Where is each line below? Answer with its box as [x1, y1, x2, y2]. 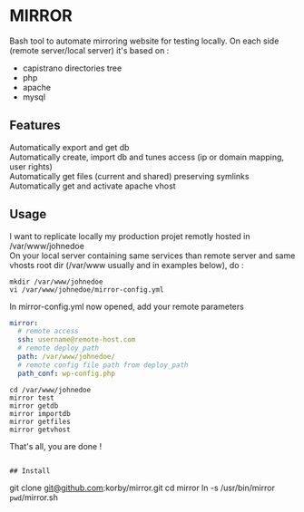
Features [9, 118, 61, 133]
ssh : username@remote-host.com [17, 335, 136, 344]
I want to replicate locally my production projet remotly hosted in [9, 230, 251, 241]
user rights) [9, 160, 53, 172]
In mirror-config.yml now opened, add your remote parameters [9, 301, 245, 312]
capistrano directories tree [22, 63, 123, 73]
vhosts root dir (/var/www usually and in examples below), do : [9, 259, 244, 270]
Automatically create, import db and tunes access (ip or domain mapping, [9, 151, 284, 162]
